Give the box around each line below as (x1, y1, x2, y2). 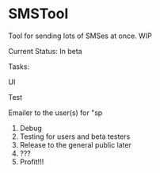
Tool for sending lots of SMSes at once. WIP (8, 31, 152, 40)
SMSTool (8, 5, 69, 23)
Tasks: (8, 61, 30, 71)
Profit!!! (19, 156, 44, 167)
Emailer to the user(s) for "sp (8, 108, 103, 117)
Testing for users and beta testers (19, 132, 131, 141)
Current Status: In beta (8, 46, 82, 56)
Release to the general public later (19, 140, 132, 149)
